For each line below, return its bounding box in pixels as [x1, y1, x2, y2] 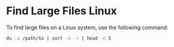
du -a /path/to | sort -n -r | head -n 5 [6, 35, 112, 41]
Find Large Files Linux [6, 4, 117, 18]
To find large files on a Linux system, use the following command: [6, 24, 169, 31]
